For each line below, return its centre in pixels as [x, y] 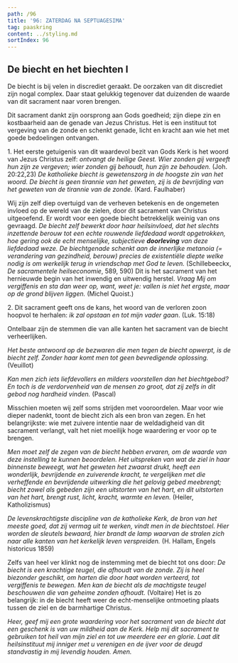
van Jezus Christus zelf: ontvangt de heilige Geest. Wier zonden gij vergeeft [119, 159]
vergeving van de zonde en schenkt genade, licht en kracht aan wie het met [118, 130]
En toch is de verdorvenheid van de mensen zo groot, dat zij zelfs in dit [112, 386]
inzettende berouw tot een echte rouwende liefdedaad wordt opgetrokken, [117, 233]
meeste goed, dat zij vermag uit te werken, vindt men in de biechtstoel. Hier [118, 526]
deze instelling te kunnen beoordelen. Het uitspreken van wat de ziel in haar [119, 459]
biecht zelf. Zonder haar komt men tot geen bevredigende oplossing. [108, 357]
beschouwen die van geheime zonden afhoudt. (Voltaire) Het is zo [104, 592]
